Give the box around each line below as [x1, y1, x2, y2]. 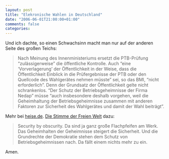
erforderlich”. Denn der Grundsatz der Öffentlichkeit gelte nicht [17, 82, 149, 88]
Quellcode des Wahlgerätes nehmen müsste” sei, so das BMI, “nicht [17, 77, 159, 83]
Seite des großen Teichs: [5, 45, 57, 51]
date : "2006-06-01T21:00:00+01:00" [5, 17, 80, 22]
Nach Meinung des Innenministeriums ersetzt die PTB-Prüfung [17, 55, 149, 61]
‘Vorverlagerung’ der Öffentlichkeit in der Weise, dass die [17, 66, 137, 72]
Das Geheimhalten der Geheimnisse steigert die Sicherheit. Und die [17, 128, 158, 134]
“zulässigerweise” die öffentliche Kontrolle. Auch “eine [17, 61, 131, 67]
